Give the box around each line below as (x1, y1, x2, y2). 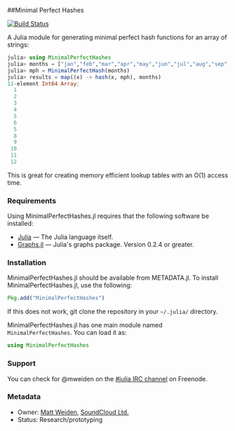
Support (7, 359, 36, 369)
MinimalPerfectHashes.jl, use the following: (7, 281, 133, 289)
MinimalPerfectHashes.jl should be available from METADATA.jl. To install (7, 273, 219, 282)
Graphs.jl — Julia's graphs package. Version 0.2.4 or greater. (17, 240, 194, 249)
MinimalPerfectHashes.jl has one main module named (7, 321, 163, 329)
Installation (7, 258, 47, 268)
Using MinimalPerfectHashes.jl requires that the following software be (7, 212, 209, 220)
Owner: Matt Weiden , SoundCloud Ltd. (17, 408, 129, 416)
